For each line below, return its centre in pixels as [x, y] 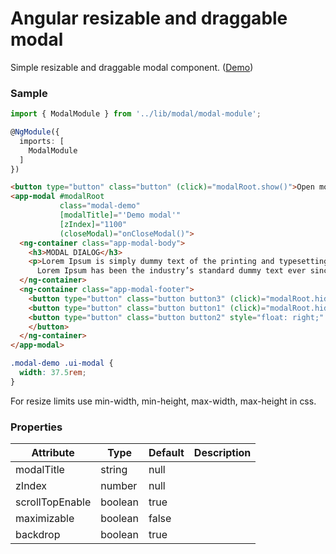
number [119, 486]
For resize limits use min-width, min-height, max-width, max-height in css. [163, 401]
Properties [36, 427]
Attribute [53, 453]
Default [166, 453]
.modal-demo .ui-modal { [62, 363]
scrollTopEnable [53, 502]
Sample [29, 93]
